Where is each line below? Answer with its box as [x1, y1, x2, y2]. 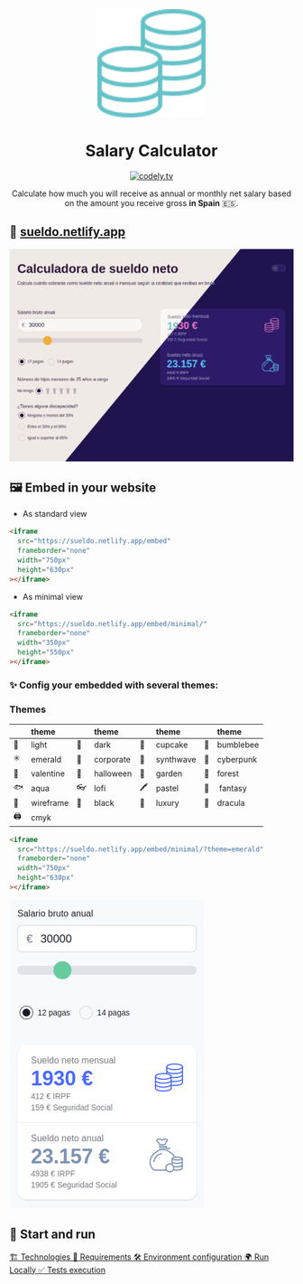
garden [155, 768, 183, 779]
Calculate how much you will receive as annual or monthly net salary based [12, 188, 291, 199]
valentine [31, 768, 66, 779]
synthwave [155, 754, 197, 764]
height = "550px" [17, 648, 75, 657]
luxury [155, 797, 179, 808]
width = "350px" [17, 638, 70, 648]
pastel [155, 783, 179, 794]
